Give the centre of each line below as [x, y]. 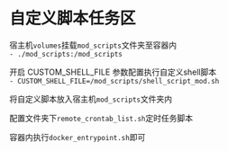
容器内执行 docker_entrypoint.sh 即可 [78, 137]
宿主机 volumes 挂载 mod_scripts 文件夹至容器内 [93, 45]
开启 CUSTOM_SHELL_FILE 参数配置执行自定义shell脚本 [113, 72]
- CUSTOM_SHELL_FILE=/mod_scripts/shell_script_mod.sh [114, 81]
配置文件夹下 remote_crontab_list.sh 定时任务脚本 [101, 118]
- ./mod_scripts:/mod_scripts [66, 54]
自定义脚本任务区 [73, 18]
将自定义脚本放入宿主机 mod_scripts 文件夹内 [91, 99]
